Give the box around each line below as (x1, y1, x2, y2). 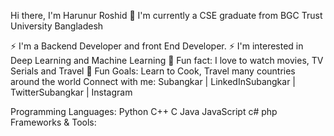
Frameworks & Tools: (10, 116, 97, 128)
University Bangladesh (10, 20, 104, 32)
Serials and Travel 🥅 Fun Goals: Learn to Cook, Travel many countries (10, 65, 296, 77)
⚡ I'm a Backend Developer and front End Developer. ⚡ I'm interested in (10, 40, 304, 52)
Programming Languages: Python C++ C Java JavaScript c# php (10, 106, 278, 117)
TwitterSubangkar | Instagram (10, 86, 133, 98)
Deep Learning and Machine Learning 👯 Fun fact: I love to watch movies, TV (10, 55, 324, 66)
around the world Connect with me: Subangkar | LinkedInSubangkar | (10, 76, 297, 87)
